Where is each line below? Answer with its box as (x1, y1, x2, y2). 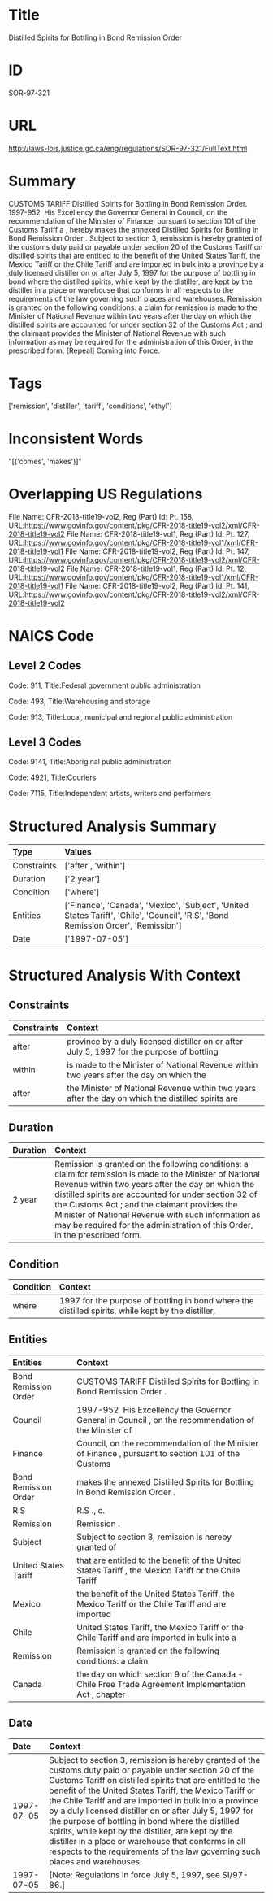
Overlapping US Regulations (8, 485, 203, 503)
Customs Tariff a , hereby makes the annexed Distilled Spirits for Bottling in (8, 224, 259, 234)
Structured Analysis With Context (8, 966, 241, 985)
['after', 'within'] (64, 860, 126, 872)
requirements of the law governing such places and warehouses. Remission (8, 294, 262, 303)
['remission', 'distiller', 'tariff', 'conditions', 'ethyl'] (8, 401, 173, 411)
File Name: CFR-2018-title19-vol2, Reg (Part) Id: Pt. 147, (64, 546, 250, 556)
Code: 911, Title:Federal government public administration (8, 681, 201, 690)
